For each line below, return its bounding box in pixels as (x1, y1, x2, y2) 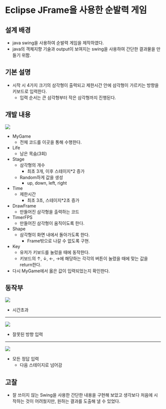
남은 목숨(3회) (19, 151, 47, 156)
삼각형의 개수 (19, 162, 45, 168)
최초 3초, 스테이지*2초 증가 (27, 197, 80, 203)
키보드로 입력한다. (12, 88, 47, 94)
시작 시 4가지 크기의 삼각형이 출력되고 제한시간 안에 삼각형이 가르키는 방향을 (12, 82, 159, 88)
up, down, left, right (27, 180, 67, 186)
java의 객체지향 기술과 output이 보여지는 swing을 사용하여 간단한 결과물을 (12, 46, 156, 52)
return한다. (19, 261, 42, 267)
